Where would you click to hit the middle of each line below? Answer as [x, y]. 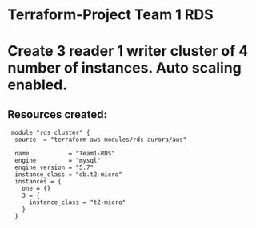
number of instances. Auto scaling [124, 68]
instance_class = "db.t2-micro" [69, 175]
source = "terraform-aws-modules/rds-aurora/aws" [101, 140]
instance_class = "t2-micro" [77, 202]
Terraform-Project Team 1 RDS [110, 15]
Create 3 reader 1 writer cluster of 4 [128, 51]
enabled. [38, 85]
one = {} [36, 189]
